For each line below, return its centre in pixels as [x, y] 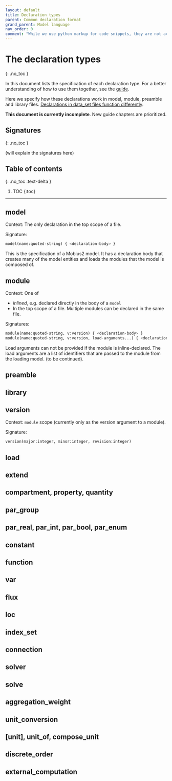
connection [24, 649]
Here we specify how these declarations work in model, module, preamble [84, 99]
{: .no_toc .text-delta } [28, 181]
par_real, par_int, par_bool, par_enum [66, 528]
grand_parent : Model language [38, 24]
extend [17, 475]
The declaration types [53, 59]
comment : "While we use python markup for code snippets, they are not [83, 34]
